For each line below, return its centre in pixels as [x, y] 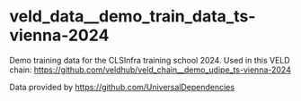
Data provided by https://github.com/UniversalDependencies [122, 87]
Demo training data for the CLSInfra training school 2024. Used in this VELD [150, 60]
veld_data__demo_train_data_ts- [133, 17]
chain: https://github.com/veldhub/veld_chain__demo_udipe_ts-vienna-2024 [150, 70]
